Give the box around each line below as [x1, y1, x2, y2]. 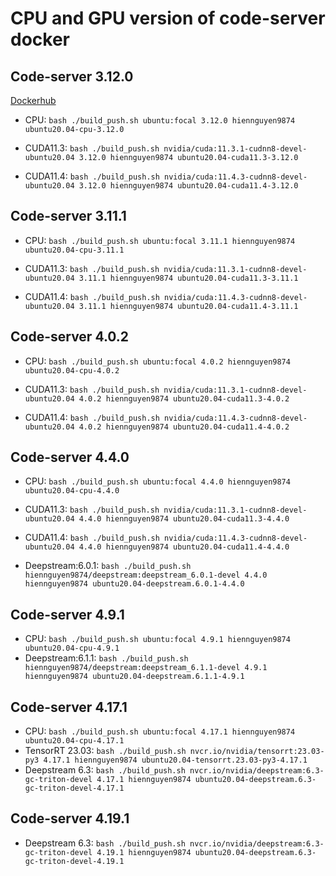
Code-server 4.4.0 [10, 449, 130, 466]
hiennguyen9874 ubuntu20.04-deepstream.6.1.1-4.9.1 [24, 672, 245, 682]
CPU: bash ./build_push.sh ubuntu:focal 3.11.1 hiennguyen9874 [24, 234, 296, 246]
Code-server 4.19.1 [10, 810, 130, 827]
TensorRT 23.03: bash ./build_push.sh [24, 745, 187, 757]
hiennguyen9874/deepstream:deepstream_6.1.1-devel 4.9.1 [24, 663, 268, 673]
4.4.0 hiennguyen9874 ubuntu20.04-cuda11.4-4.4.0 [78, 542, 290, 552]
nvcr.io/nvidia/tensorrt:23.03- [189, 747, 325, 757]
